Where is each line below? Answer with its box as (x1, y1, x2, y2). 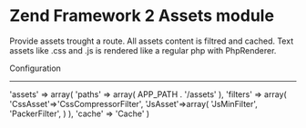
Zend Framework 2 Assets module (9, 5, 275, 26)
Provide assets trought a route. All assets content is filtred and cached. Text (9, 35, 294, 46)
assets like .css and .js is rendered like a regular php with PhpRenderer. (9, 44, 277, 55)
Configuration (9, 63, 62, 74)
